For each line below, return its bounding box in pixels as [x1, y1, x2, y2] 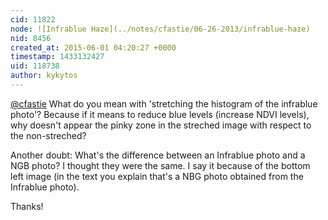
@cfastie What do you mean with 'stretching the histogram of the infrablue [10, 97, 318, 110]
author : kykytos [10, 71, 78, 81]
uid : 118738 [10, 61, 60, 71]
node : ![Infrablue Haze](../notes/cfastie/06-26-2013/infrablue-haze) [10, 24, 311, 34]
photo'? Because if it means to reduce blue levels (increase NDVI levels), [10, 108, 310, 120]
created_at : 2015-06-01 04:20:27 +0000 [10, 42, 177, 53]
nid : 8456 [10, 33, 52, 43]
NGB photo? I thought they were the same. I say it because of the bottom [10, 159, 311, 171]
